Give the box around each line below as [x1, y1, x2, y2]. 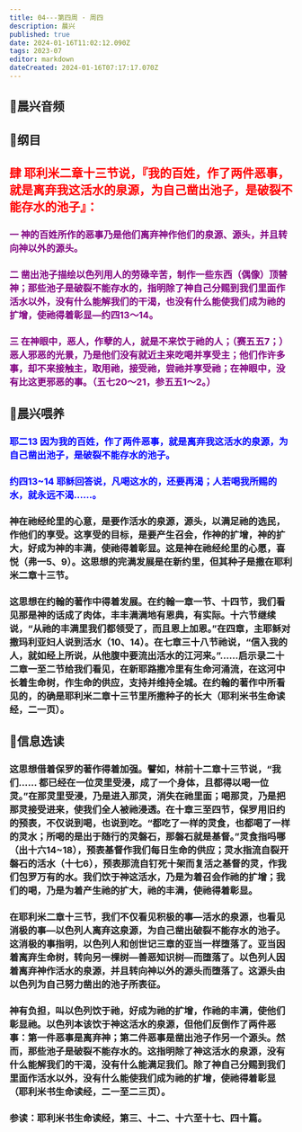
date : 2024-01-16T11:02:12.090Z [9, 38, 130, 48]
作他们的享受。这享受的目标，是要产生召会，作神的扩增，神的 [9, 528, 277, 540]
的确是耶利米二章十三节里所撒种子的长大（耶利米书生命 [37, 690, 277, 702]
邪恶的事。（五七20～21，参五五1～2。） [46, 375, 216, 388]
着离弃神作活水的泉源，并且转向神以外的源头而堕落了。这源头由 [9, 965, 286, 977]
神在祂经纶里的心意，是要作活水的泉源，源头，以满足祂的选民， [9, 514, 286, 527]
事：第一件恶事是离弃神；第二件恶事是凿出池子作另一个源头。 [9, 1031, 277, 1044]
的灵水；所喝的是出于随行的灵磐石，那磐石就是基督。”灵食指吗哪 [9, 831, 286, 843]
